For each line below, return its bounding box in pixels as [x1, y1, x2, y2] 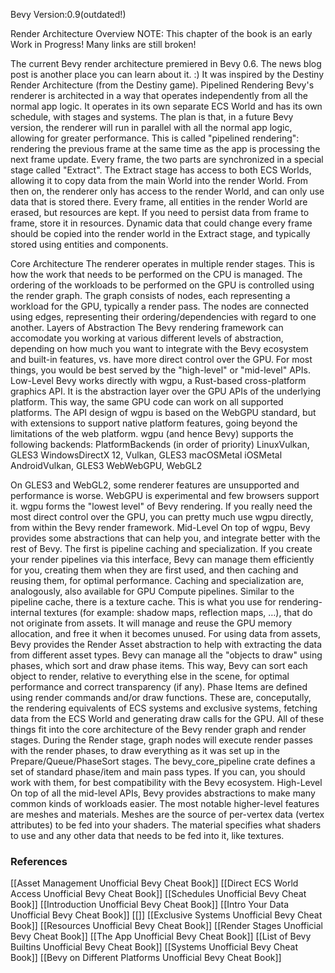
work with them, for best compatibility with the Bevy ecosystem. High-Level [10, 777, 323, 788]
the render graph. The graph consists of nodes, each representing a [10, 290, 291, 301]
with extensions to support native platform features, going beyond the [10, 417, 298, 429]
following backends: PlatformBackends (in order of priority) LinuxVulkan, [10, 439, 310, 450]
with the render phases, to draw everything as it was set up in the [10, 745, 280, 756]
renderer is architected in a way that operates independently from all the [10, 90, 309, 101]
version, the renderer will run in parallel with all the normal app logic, [10, 122, 293, 133]
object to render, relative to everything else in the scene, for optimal [10, 670, 290, 682]
